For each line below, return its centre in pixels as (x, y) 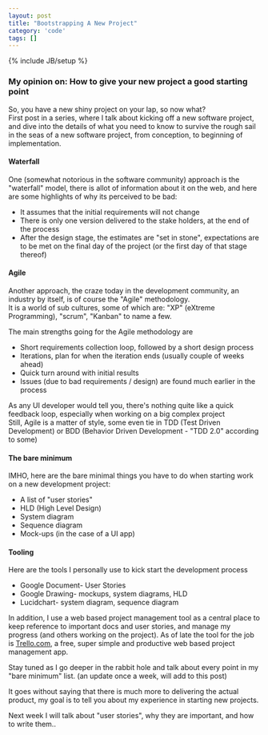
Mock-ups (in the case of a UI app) (78, 534)
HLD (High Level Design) (60, 508)
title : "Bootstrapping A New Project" (73, 23)
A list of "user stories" (56, 500)
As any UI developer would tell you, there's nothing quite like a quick (121, 405)
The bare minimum (40, 458)
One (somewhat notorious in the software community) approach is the (124, 179)
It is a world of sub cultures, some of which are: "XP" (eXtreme (112, 307)
